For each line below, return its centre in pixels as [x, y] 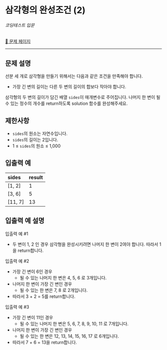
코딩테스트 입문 [20, 25]
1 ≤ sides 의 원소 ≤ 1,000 [37, 146]
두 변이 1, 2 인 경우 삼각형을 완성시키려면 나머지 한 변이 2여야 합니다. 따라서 [85, 244]
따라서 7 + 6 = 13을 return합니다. [44, 342]
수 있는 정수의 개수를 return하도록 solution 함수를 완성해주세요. [66, 104]
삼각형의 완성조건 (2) [45, 10]
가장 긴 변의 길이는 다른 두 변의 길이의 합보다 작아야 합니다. [69, 87]
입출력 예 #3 [17, 307]
